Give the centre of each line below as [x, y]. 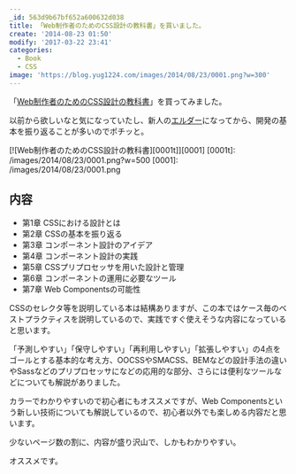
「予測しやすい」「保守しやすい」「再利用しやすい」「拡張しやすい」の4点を [145, 349]
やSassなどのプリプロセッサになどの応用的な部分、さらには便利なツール [142, 371]
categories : [31, 51]
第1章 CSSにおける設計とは [71, 222]
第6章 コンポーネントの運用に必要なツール [99, 278]
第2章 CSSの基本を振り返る [72, 233]
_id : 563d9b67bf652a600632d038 [67, 17]
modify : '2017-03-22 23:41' [61, 42]
